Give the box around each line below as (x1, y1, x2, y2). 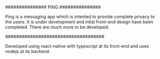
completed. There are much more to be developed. (5, 24, 109, 30)
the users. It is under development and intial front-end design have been (5, 19, 154, 25)
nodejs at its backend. (5, 49, 51, 54)
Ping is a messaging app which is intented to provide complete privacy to (5, 14, 155, 19)
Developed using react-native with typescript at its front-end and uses (5, 43, 149, 49)
